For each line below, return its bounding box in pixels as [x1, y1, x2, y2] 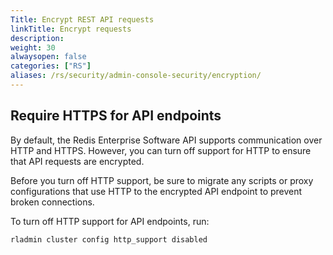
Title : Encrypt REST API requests [10, 14, 155, 25]
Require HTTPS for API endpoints [10, 107, 222, 125]
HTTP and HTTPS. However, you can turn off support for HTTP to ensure [10, 144, 312, 156]
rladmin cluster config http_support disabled [10, 234, 208, 245]
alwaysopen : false [10, 52, 87, 62]
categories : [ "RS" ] [10, 61, 92, 71]
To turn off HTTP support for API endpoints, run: [10, 215, 210, 227]
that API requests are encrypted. [10, 155, 145, 167]
